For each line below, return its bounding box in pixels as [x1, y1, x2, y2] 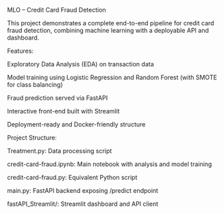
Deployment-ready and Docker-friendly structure [7, 120, 146, 129]
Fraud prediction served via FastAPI [7, 94, 108, 102]
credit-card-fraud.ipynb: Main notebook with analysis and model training [7, 160, 212, 168]
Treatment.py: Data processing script [7, 147, 112, 155]
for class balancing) [7, 81, 63, 88]
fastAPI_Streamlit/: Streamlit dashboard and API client [7, 200, 159, 208]
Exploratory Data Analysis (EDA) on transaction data [7, 60, 154, 68]
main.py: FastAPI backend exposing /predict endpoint [7, 187, 159, 194]
